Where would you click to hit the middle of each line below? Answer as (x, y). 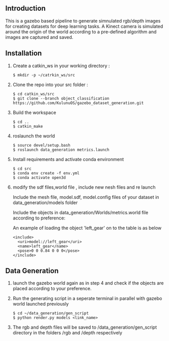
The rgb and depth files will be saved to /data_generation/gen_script (85, 327)
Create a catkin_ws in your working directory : (61, 66)
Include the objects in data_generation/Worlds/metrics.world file (80, 212)
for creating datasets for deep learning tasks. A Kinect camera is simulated (84, 26)
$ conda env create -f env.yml (46, 173)
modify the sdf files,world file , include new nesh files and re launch (84, 187)
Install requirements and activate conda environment (68, 159)
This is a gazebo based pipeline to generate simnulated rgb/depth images (83, 21)
